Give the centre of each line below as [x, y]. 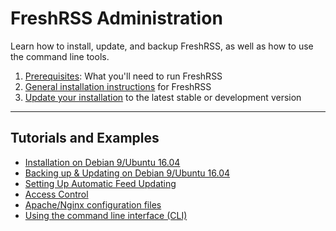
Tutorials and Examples [85, 138]
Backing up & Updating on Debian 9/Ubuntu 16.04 [127, 173]
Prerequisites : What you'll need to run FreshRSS [123, 76]
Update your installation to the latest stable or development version [163, 97]
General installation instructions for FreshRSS [118, 86]
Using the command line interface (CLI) [106, 215]
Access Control [56, 194]
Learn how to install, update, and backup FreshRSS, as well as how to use [162, 46]
